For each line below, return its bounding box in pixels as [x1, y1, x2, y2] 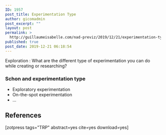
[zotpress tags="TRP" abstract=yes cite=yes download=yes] [5, 124, 129, 130]
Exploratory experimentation [12, 86, 71, 92]
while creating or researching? [5, 63, 67, 69]
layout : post [5, 26, 32, 31]
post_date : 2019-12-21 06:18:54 [5, 44, 72, 49]
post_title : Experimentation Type [5, 12, 77, 17]
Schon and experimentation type [5, 75, 85, 82]
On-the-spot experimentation [12, 91, 73, 97]
